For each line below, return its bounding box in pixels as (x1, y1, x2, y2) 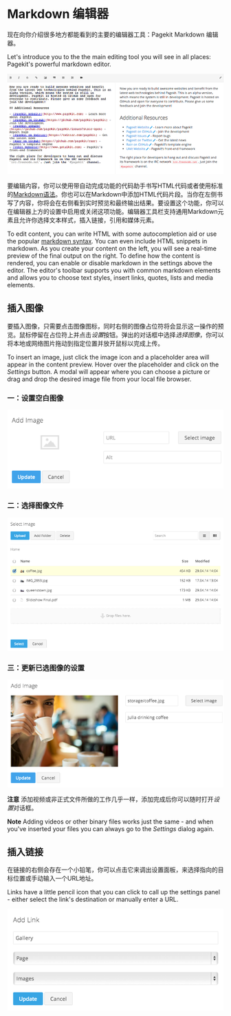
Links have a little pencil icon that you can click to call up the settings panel (7, 888, 221, 896)
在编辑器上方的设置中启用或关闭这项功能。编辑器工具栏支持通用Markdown (7, 207, 218, 215)
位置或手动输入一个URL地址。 (12, 874, 98, 883)
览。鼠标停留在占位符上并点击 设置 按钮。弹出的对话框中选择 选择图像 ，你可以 (7, 331, 224, 339)
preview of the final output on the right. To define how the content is (7, 252, 201, 260)
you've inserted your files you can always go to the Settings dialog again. (7, 824, 214, 832)
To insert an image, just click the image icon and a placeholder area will (7, 353, 210, 361)
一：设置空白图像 (7, 393, 64, 403)
